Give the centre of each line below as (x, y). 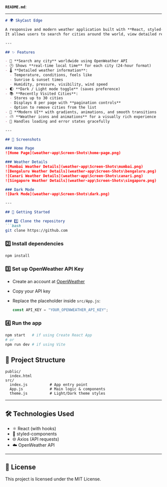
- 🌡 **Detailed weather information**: (46, 71)
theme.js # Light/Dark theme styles (58, 393)
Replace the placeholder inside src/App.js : (56, 301)
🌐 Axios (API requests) (36, 439)
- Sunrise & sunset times (37, 80)
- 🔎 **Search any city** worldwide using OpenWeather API (66, 61)
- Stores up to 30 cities (37, 98)
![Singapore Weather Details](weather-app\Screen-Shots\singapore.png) (81, 180)
